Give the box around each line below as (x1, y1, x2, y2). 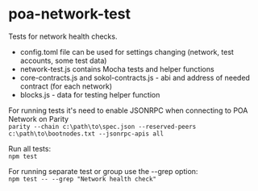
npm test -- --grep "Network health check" (8, 175, 157, 183)
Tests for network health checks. (8, 31, 118, 41)
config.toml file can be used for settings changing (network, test (19, 47, 234, 56)
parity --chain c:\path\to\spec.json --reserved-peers (8, 122, 197, 131)
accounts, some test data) (19, 56, 107, 65)
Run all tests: (8, 143, 51, 153)
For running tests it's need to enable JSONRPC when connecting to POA (8, 106, 248, 115)
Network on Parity (8, 114, 69, 123)
